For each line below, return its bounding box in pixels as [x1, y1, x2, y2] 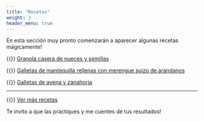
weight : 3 [6, 15, 32, 21]
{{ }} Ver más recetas [6, 96, 58, 103]
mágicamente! [6, 43, 42, 50]
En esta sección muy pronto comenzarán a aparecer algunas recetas [6, 37, 179, 44]
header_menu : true [6, 20, 53, 26]
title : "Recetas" [6, 9, 50, 15]
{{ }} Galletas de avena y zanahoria [6, 78, 92, 86]
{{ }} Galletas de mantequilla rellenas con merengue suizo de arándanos [6, 67, 185, 74]
